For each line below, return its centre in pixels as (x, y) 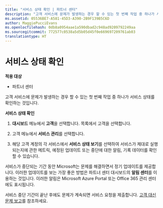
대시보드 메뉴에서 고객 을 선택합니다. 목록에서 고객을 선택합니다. (72, 123)
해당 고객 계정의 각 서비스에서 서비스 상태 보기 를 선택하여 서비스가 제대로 (81, 144)
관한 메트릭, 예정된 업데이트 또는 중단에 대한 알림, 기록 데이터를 (88, 150)
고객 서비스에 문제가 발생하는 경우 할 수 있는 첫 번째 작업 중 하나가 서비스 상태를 (80, 97)
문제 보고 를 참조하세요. (26, 201)
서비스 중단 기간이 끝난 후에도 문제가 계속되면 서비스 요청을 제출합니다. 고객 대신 (81, 194)
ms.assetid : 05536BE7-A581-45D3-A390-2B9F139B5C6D (57, 18)
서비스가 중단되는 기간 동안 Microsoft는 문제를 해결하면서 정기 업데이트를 (74, 166)
